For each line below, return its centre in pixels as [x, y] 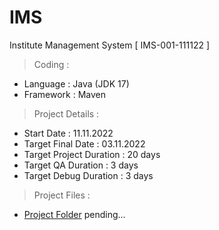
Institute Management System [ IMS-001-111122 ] [110, 45]
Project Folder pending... [74, 214]
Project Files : [62, 195]
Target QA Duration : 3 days [81, 165]
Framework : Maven [64, 94]
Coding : [51, 64]
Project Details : [66, 113]
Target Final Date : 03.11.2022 [84, 143]
